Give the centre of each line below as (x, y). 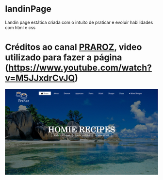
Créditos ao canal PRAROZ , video (73, 47)
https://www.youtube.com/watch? (80, 68)
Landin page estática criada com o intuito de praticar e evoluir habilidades (79, 22)
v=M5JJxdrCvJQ (40, 78)
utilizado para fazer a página (64, 57)
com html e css (20, 27)
